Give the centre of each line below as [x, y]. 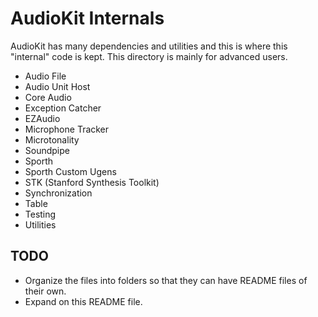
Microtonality [52, 139]
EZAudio [42, 118]
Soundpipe [47, 150]
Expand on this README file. [83, 301]
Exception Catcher [63, 108]
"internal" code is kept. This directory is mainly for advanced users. [149, 56]
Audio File [45, 76]
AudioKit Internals [87, 18]
